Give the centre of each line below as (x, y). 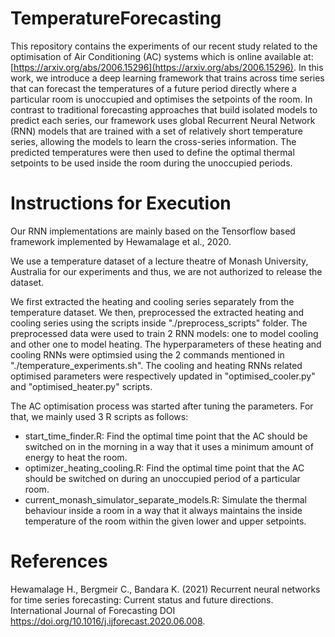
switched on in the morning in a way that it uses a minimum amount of (169, 446)
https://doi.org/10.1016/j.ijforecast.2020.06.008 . (108, 621)
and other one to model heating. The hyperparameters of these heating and (166, 344)
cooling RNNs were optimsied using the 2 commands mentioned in (147, 354)
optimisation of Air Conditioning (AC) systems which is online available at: (162, 56)
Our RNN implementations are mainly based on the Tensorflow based (153, 231)
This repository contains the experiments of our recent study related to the (164, 46)
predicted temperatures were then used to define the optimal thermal (152, 152)
